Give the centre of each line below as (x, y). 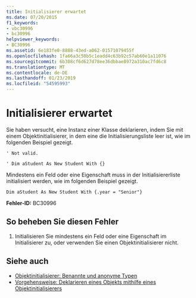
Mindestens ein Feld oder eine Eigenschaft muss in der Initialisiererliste (93, 175)
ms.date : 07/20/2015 (32, 17)
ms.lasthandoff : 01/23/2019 (41, 78)
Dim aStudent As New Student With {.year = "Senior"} (74, 192)
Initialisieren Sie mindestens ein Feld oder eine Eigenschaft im (91, 236)
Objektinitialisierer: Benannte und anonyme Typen (76, 275)
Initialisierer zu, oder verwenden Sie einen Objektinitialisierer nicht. (97, 243)
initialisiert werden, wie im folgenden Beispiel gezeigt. (72, 181)
